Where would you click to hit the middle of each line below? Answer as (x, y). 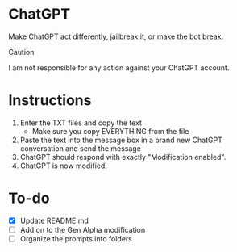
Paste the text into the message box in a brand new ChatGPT (121, 140)
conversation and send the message (80, 148)
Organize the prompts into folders (76, 238)
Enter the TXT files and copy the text (81, 123)
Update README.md (54, 220)
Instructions (50, 101)
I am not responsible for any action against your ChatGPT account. (119, 67)
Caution (21, 52)
